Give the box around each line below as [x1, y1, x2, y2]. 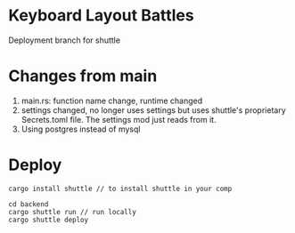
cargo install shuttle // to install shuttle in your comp [8, 184, 233, 193]
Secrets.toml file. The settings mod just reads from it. [20, 114, 217, 125]
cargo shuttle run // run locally [8, 207, 137, 216]
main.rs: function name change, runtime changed [20, 95, 203, 106]
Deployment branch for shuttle [8, 35, 121, 45]
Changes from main [8, 66, 158, 86]
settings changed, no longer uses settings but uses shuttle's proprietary [20, 104, 286, 116]
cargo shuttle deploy [8, 215, 89, 224]
